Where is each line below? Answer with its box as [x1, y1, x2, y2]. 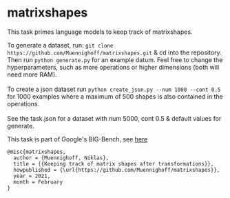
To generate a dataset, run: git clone [7, 41, 114, 49]
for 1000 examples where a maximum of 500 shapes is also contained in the [7, 92, 224, 101]
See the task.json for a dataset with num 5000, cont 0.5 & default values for [7, 114, 222, 122]
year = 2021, [13, 172, 51, 179]
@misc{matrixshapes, [7, 148, 67, 155]
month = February [13, 178, 63, 186]
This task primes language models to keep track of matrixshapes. [7, 28, 193, 36]
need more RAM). [7, 70, 57, 79]
